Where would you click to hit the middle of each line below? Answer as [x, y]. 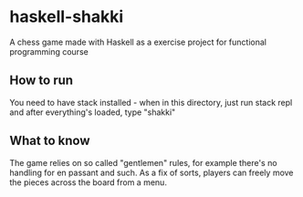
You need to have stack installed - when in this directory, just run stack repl [151, 102]
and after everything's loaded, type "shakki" [93, 112]
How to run [42, 81]
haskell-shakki [67, 17]
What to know [50, 141]
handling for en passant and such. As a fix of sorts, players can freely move [151, 172]
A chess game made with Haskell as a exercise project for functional [138, 42]
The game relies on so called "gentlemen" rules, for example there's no [143, 162]
